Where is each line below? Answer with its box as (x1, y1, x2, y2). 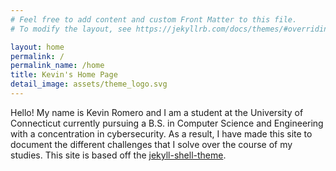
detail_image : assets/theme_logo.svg (10, 79, 168, 90)
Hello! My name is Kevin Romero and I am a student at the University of (10, 106, 304, 118)
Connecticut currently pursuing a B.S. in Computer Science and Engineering (10, 117, 324, 129)
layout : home (10, 42, 65, 52)
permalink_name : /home (10, 61, 105, 71)
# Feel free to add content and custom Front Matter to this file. (10, 14, 298, 25)
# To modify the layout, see (10, 24, 132, 34)
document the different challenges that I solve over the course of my (10, 138, 293, 150)
